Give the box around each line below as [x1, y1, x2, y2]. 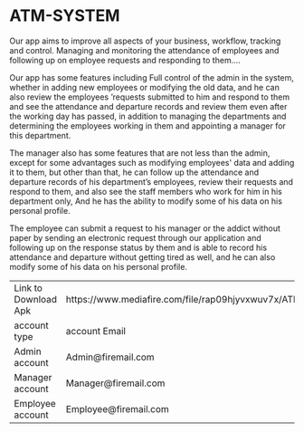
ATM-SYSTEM [9, 5, 120, 26]
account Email [65, 324, 127, 337]
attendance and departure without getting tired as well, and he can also [9, 251, 276, 263]
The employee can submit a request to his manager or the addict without [9, 223, 280, 234]
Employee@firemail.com [65, 402, 169, 415]
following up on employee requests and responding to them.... [9, 54, 242, 65]
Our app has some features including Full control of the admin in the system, [9, 72, 294, 82]
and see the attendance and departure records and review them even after [9, 101, 288, 111]
